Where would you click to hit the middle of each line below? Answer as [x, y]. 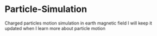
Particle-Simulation [46, 9]
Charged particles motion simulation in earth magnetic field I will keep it [78, 23]
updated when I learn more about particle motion [55, 28]
